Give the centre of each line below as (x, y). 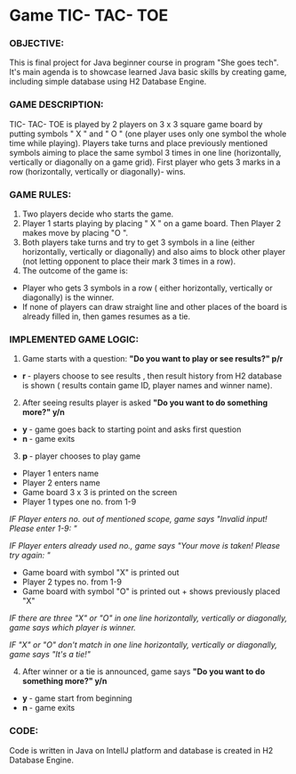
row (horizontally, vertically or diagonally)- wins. (98, 171)
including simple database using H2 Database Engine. (108, 82)
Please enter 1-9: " (43, 529)
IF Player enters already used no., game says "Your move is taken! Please (145, 546)
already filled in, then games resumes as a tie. (106, 316)
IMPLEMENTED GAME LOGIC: (74, 339)
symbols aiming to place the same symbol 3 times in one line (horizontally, (145, 152)
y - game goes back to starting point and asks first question (132, 429)
